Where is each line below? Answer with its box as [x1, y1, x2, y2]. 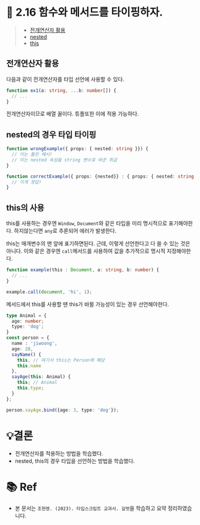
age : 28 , [11, 346, 34, 352]
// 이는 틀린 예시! [11, 151, 53, 158]
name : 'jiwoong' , [11, 340, 58, 346]
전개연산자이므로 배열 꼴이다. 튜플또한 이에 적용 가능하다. [6, 110, 139, 118]
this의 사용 [6, 202, 45, 213]
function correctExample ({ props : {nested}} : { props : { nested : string [6, 173, 195, 179]
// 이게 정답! [11, 179, 42, 185]
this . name [17, 362, 42, 369]
